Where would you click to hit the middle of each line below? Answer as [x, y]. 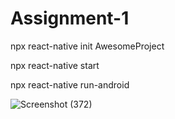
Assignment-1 [70, 18]
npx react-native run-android [70, 84]
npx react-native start [55, 65]
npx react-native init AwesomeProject [87, 46]
